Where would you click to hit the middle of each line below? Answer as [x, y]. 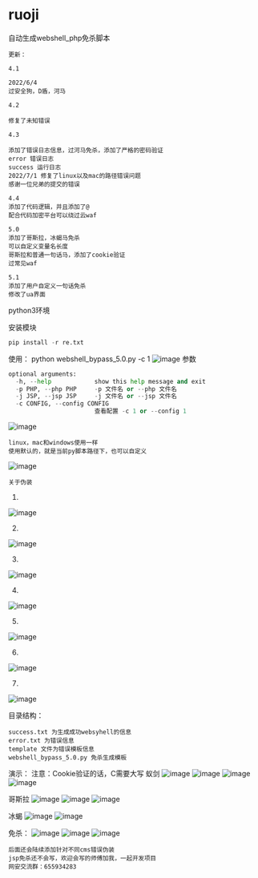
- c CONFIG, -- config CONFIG [62, 404]
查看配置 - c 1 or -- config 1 [140, 411]
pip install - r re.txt [46, 342]
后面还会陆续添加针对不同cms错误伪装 [61, 850]
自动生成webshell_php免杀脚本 [59, 38]
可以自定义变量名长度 [38, 246]
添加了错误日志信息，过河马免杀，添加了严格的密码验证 [86, 150]
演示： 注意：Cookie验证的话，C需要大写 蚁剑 [84, 774]
